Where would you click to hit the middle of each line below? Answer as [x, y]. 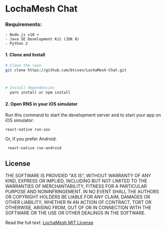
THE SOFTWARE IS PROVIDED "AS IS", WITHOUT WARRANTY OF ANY [78, 176]
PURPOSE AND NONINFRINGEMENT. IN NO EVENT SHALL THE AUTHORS [82, 192]
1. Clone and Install [25, 55]
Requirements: [24, 25]
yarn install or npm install [40, 93]
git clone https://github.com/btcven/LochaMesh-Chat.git [66, 70]
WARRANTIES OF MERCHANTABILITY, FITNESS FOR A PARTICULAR [76, 186]
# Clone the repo [23, 65]
